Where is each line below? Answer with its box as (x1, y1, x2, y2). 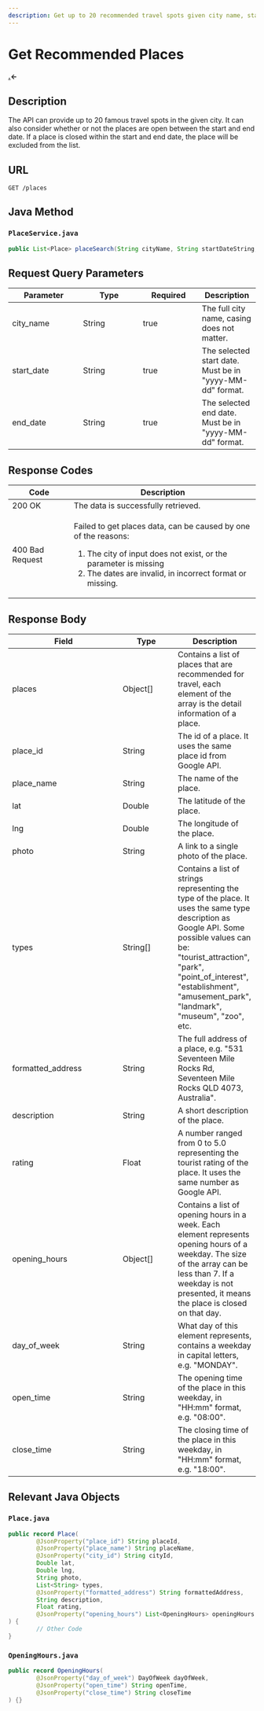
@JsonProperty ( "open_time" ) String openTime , (36, 1681, 189, 1689)
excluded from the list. (8, 141, 81, 150)
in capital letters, (178, 1350, 239, 1361)
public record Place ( (8, 1530, 79, 1538)
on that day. (178, 1308, 222, 1319)
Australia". (178, 1092, 216, 1103)
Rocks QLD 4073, (178, 1083, 244, 1094)
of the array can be (178, 1259, 248, 1270)
